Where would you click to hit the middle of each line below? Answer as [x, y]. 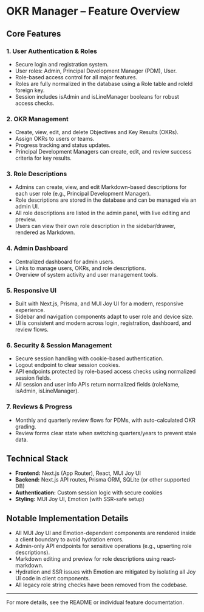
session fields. [33, 378]
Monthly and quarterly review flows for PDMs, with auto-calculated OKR [105, 420]
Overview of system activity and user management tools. [86, 274]
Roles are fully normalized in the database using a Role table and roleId [104, 84]
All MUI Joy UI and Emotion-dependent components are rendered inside [105, 533]
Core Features [34, 34]
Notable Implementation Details [67, 518]
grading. [25, 426]
